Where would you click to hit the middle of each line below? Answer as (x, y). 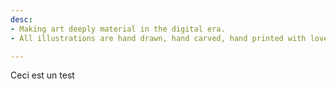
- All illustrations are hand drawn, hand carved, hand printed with (158, 38)
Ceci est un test (42, 75)
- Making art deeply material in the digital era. (118, 29)
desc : (21, 19)
